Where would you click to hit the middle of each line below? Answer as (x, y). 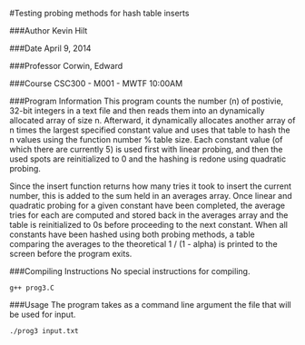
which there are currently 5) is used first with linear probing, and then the (146, 149)
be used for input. (43, 314)
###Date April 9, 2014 (50, 48)
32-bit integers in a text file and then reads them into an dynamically (137, 111)
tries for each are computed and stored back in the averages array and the (149, 215)
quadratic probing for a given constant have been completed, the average (148, 205)
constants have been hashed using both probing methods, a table (133, 234)
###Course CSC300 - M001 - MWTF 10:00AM (96, 84)
